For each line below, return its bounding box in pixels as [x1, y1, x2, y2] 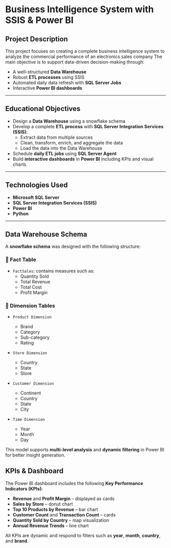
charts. [12, 161, 28, 167]
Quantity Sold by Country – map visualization [12, 517, 109, 523]
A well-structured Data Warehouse [12, 69, 87, 75]
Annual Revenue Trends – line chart [12, 523, 89, 529]
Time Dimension [12, 417, 45, 422]
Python [12, 210, 29, 217]
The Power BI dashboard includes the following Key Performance [5, 480, 144, 486]
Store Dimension [12, 351, 47, 356]
